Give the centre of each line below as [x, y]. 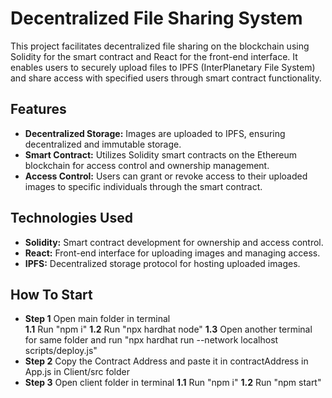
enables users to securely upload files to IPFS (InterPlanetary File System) [163, 67]
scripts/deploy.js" [61, 351]
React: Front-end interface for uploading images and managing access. [172, 253]
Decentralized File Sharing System [156, 18]
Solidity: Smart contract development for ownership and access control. [174, 242]
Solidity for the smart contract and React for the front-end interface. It [154, 56]
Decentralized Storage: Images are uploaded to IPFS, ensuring [155, 133]
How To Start [51, 294]
